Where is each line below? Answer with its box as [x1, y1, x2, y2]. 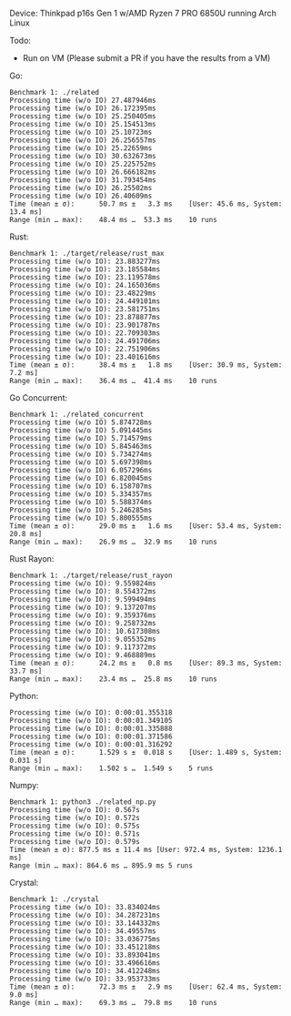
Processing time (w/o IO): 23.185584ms [9, 265, 161, 274]
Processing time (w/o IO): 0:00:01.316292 [9, 740, 173, 749]
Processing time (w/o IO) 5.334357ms [9, 490, 153, 499]
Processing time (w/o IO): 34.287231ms [9, 910, 161, 919]
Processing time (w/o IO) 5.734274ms [9, 450, 153, 459]
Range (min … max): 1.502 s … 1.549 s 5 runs [9, 764, 214, 773]
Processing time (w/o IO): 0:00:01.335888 [9, 724, 173, 733]
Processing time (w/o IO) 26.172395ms [9, 104, 156, 113]
